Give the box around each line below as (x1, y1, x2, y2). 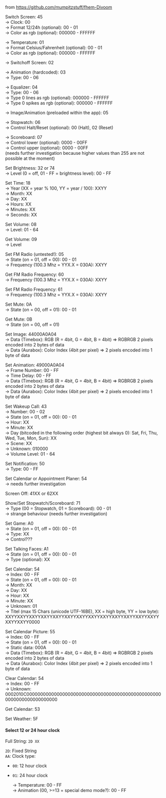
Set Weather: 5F (5, 716, 38, 721)
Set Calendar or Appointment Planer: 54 (5, 475, 87, 481)
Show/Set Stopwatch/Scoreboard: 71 (5, 500, 81, 506)
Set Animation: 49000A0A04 (5, 362, 65, 368)
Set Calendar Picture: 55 (5, 629, 56, 634)
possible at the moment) (5, 155, 55, 161)
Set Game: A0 (5, 520, 34, 526)
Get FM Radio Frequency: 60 (5, 271, 64, 277)
